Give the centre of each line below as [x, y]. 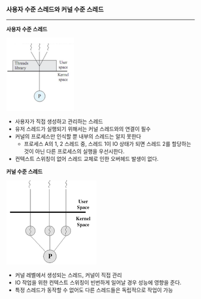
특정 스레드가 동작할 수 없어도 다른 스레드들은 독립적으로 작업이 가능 [94, 290]
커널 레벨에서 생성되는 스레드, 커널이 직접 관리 [68, 275]
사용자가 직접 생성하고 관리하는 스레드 [59, 121]
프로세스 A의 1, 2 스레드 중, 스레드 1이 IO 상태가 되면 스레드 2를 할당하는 [107, 144]
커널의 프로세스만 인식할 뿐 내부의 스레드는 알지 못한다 [78, 136]
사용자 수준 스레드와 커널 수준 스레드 [55, 9]
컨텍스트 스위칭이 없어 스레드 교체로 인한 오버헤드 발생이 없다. [87, 159]
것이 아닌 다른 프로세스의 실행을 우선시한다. [74, 151]
